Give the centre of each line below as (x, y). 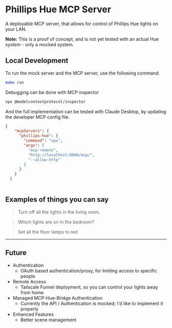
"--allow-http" (44, 160)
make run (15, 82)
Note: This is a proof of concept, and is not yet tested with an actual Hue (82, 39)
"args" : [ (34, 145)
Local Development (37, 61)
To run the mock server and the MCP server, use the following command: (82, 73)
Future (16, 253)
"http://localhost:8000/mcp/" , (61, 155)
